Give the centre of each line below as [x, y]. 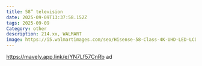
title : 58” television [35, 12]
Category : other [26, 28]
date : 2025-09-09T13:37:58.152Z [47, 17]
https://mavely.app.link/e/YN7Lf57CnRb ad [59, 57]
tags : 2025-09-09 [28, 23]
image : [14, 40]
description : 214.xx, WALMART [44, 34]
